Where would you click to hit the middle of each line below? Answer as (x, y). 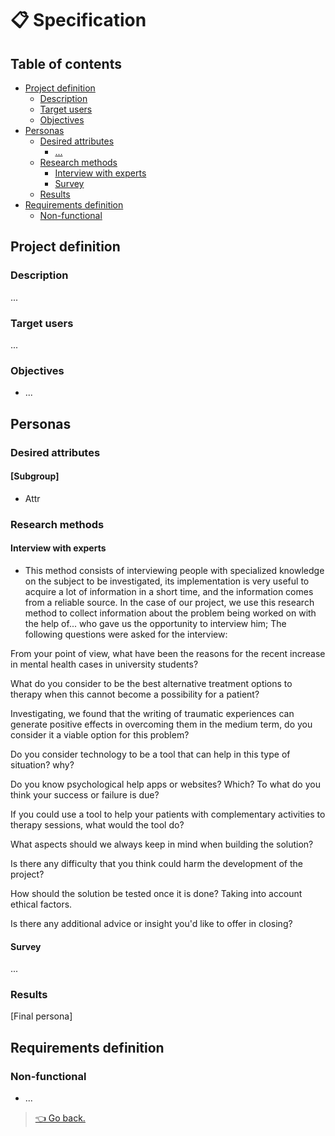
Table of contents (66, 63)
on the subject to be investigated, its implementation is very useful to (167, 581)
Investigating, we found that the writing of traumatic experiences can (152, 713)
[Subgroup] (35, 476)
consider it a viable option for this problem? (100, 734)
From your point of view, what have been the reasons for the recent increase (168, 653)
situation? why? (42, 764)
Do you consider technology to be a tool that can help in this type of (150, 754)
